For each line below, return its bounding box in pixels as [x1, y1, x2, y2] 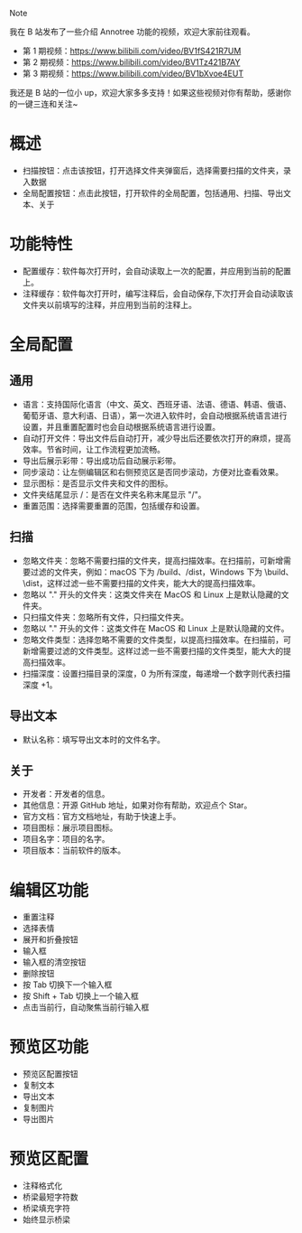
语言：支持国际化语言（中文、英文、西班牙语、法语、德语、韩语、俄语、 [22, 398, 291, 409]
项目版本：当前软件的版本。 [22, 845, 126, 856]
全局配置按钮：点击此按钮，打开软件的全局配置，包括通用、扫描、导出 [22, 187, 284, 198]
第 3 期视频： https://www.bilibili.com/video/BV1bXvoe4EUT [22, 68, 244, 79]
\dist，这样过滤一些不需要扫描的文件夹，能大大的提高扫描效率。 [22, 577, 261, 588]
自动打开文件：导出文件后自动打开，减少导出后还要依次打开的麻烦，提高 [22, 433, 291, 444]
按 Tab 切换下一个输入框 [22, 979, 113, 990]
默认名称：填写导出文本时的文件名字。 [22, 733, 165, 744]
